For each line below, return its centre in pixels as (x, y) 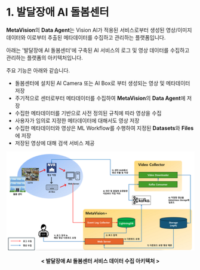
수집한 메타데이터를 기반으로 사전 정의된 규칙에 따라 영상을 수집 (88, 113)
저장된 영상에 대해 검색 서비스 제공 (55, 143)
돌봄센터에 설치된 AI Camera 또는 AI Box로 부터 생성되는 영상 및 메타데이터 (102, 83)
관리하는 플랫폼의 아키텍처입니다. (45, 57)
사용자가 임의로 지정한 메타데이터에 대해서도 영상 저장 (77, 120)
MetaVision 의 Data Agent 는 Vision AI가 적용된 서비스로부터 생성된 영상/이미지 (99, 30)
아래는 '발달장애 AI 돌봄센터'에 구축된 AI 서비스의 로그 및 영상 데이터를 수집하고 (98, 50)
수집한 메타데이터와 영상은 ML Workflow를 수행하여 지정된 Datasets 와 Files (104, 128)
